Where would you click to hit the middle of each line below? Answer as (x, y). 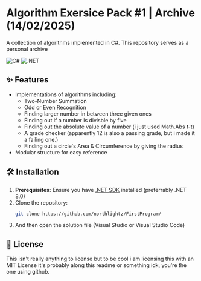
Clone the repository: (41, 202)
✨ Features (27, 80)
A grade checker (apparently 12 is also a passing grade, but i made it (109, 133)
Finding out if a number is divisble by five (75, 120)
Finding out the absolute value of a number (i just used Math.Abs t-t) (109, 127)
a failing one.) (41, 139)
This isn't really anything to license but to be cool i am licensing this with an (100, 259)
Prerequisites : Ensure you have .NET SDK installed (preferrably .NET (101, 190)
